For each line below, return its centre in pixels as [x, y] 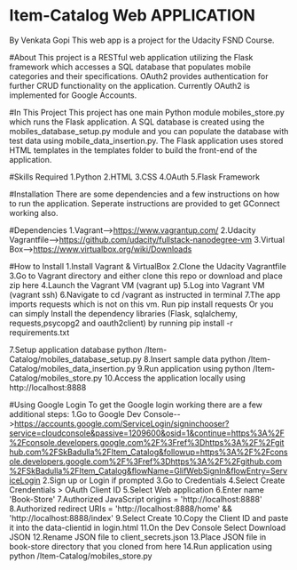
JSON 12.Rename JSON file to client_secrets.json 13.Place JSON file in [138, 537]
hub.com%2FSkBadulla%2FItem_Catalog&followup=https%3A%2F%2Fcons [148, 452]
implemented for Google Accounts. [73, 95]
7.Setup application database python [76, 349]
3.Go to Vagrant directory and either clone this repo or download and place [146, 276]
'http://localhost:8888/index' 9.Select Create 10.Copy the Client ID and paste [149, 518]
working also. [34, 213]
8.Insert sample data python [195, 359]
